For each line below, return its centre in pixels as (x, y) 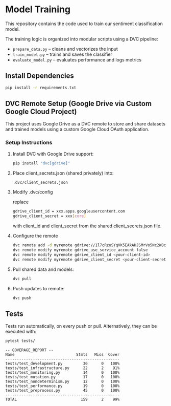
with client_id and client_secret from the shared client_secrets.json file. (87, 226)
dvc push (22, 298)
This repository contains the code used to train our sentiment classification (84, 24)
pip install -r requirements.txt (41, 88)
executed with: (21, 332)
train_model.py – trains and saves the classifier (62, 54)
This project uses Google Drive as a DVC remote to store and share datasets (86, 124)
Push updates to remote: (39, 288)
